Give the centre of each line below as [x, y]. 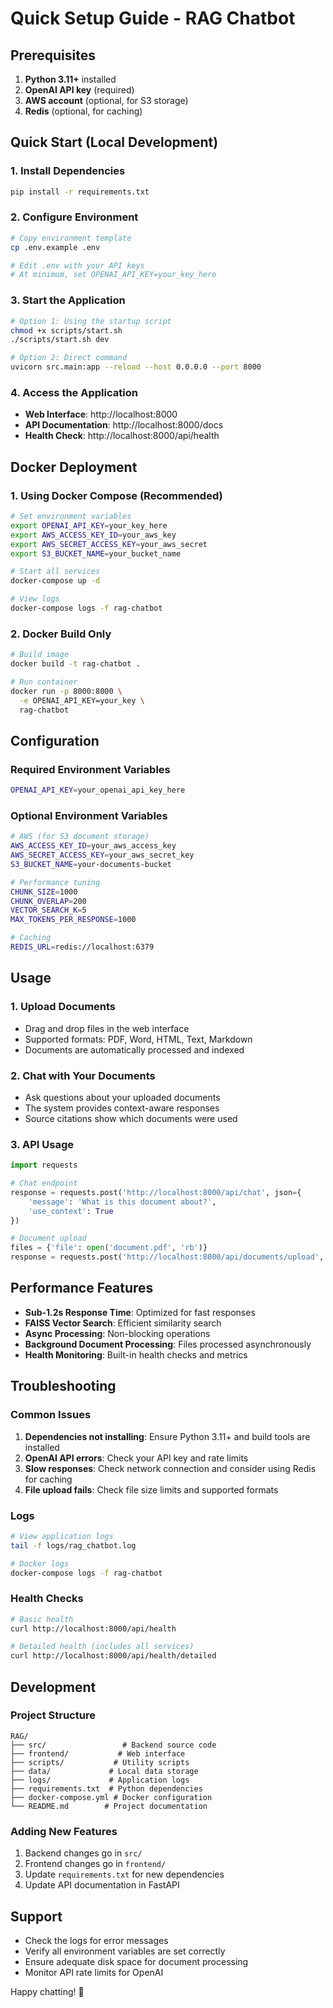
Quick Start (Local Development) [114, 142]
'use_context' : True [71, 1211]
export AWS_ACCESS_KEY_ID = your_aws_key [93, 535]
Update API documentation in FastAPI [102, 1885]
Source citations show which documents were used [131, 1118]
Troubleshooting [63, 1386]
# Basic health [42, 1619]
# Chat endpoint [44, 1183]
